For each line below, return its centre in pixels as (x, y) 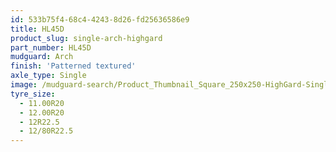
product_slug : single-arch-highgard (86, 38)
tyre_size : (33, 94)
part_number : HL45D (51, 47)
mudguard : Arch (42, 57)
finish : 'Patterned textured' (73, 66)
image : (24, 85)
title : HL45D (37, 29)
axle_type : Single (48, 76)
